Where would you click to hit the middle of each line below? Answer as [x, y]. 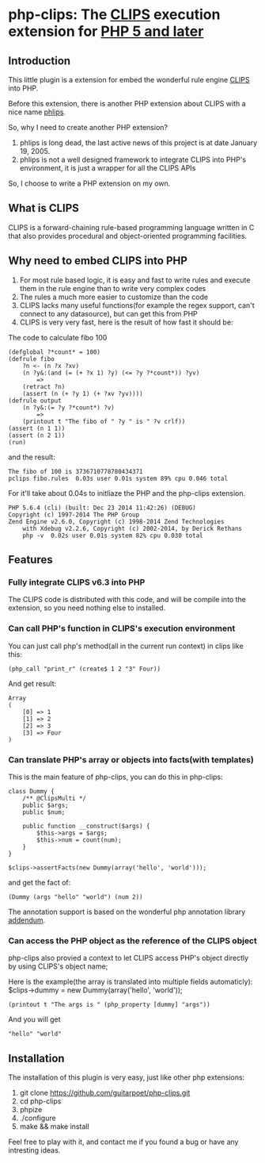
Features [30, 560]
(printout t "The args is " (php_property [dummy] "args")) [110, 1005]
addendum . [27, 920]
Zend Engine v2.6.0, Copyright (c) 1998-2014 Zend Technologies [116, 521]
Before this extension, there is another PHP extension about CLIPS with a [127, 104]
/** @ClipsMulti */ [55, 798]
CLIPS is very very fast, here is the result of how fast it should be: [126, 322]
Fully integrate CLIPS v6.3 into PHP [77, 582]
